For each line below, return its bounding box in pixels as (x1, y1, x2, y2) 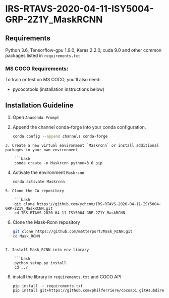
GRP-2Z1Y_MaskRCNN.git (5, 206, 53, 211)
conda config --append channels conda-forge (12, 134, 108, 139)
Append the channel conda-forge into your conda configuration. (12, 124, 146, 130)
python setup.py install (14, 260, 67, 265)
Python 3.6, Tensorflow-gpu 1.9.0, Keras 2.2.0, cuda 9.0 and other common (5, 47, 162, 53)
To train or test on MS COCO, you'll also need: (5, 77, 101, 83)
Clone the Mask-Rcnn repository (12, 219, 80, 225)
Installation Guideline (5, 101, 74, 109)
